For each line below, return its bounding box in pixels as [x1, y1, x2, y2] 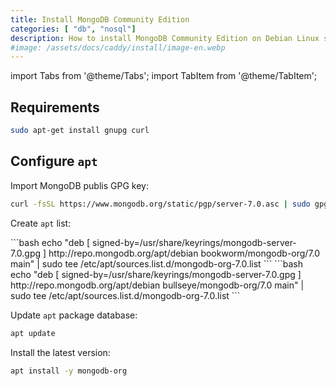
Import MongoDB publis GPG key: [10, 179, 149, 191]
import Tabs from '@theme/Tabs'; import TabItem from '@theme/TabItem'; [10, 70, 318, 82]
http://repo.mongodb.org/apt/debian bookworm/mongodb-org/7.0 [48, 247, 321, 259]
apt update [10, 328, 56, 338]
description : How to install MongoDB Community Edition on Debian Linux [10, 33, 320, 43]
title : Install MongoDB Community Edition [10, 14, 190, 25]
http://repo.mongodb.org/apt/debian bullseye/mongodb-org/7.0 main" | [10, 279, 305, 291]
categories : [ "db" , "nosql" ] [10, 24, 137, 34]
